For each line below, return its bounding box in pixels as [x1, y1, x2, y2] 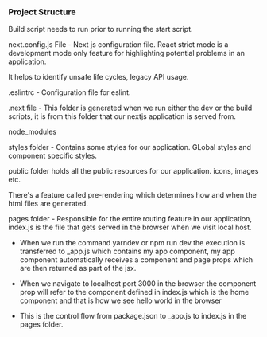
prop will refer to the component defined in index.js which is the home [19, 288, 250, 297]
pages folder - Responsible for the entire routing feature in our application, [8, 214, 253, 224]
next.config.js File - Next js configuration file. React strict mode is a [8, 40, 229, 49]
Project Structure [8, 6, 76, 18]
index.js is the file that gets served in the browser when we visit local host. [8, 222, 252, 233]
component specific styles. [8, 151, 98, 161]
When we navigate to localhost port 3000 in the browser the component [19, 279, 257, 288]
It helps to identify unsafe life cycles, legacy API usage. [8, 72, 189, 82]
